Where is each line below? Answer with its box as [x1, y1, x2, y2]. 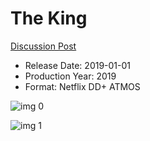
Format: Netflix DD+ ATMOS [24, 80, 141, 92]
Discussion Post [10, 40, 77, 52]
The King [10, 7, 88, 30]
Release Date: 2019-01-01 [24, 59, 132, 71]
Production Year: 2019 [24, 70, 117, 82]
